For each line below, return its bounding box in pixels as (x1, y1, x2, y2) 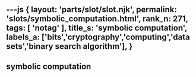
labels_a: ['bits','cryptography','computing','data (6, 32, 190, 42)
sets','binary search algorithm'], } (6, 41, 133, 52)
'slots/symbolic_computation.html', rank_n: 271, (6, 14, 188, 24)
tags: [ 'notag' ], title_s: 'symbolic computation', (6, 23, 188, 33)
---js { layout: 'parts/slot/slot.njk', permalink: (6, 5, 177, 15)
